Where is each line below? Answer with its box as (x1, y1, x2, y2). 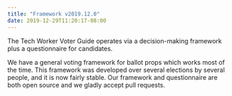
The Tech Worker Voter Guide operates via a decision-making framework (7, 36, 222, 45)
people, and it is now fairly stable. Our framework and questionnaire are (7, 73, 218, 82)
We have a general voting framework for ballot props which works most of (7, 58, 226, 66)
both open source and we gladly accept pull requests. (7, 80, 166, 89)
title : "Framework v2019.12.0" (7, 10, 100, 18)
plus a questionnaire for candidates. (7, 44, 113, 53)
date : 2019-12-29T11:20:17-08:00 (7, 17, 107, 24)
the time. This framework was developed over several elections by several (7, 65, 226, 74)
